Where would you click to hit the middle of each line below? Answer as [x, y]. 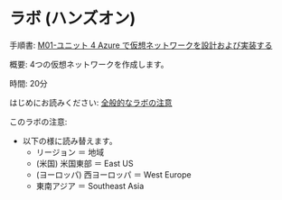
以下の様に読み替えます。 [70, 141]
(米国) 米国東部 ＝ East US [85, 163]
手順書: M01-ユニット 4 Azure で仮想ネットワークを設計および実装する [141, 45]
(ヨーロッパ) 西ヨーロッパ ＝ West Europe [113, 174]
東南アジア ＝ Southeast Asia [90, 186]
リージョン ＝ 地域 [70, 152]
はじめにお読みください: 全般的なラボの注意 [91, 102]
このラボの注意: [38, 122]
